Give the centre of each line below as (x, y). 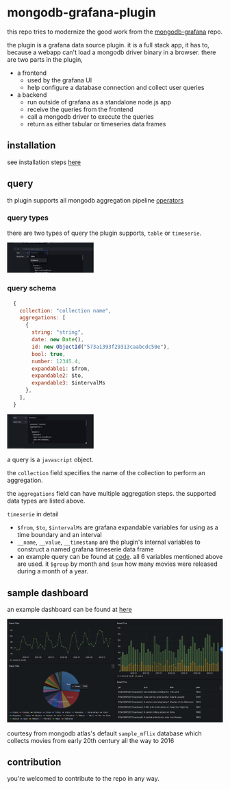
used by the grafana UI (60, 80)
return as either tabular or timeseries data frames (97, 124)
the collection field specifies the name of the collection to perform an (106, 473)
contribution (34, 762)
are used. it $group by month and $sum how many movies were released (117, 564)
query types (28, 218)
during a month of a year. (53, 571)
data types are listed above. (46, 501)
